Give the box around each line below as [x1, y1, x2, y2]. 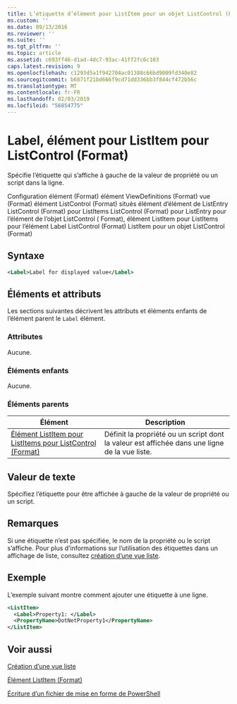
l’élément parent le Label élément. [7, 315, 106, 323]
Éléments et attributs [7, 288, 102, 300]
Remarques [7, 518, 59, 530]
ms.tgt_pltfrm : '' [7, 43, 61, 50]
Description [145, 418, 186, 427]
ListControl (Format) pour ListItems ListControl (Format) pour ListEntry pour [7, 207, 227, 215]
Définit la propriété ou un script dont [104, 430, 224, 439]
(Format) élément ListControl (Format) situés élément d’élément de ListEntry [7, 199, 229, 208]
